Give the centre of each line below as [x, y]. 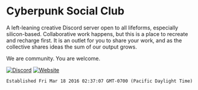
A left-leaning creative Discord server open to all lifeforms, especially [92, 28]
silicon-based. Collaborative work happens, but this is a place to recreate [97, 34]
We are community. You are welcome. [53, 58]
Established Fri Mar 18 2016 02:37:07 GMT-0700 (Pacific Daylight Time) [100, 81]
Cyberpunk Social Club [65, 11]
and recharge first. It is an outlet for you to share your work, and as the [94, 40]
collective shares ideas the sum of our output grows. [72, 47]
